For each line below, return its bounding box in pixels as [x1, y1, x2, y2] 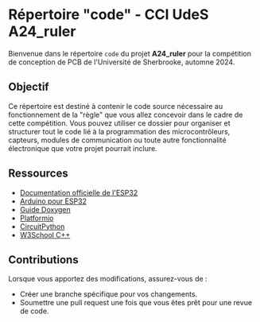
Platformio [19, 213, 54, 223]
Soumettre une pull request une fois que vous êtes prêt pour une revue [19, 298, 253, 308]
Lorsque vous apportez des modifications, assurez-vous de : [8, 274, 208, 284]
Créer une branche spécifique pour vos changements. [19, 289, 198, 299]
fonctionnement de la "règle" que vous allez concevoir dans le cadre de [8, 110, 243, 119]
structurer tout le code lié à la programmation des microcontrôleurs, [8, 126, 231, 136]
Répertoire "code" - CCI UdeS [8, 6, 209, 24]
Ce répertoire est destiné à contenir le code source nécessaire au [8, 101, 223, 111]
